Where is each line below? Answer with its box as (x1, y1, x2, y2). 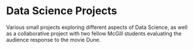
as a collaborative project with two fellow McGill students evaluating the (6, 30, 182, 37)
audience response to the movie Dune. (6, 36, 101, 43)
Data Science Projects (6, 4, 118, 18)
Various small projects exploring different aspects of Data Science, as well (6, 24, 188, 31)
